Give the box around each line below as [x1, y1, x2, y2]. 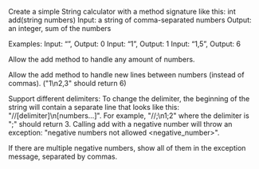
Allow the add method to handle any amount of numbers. [8, 55, 195, 64]
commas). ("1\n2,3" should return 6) [8, 79, 127, 88]
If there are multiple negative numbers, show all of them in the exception [8, 143, 246, 152]
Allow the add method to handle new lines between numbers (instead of [8, 70, 245, 79]
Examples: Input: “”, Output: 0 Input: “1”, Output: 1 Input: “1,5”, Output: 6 [8, 39, 241, 49]
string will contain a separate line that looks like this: [8, 103, 179, 112]
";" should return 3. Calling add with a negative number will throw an [8, 120, 233, 128]
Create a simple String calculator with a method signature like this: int [8, 7, 237, 16]
